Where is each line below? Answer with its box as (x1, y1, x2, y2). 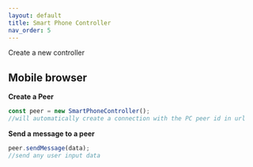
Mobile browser (8, 70, 88, 84)
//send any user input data (8, 151, 101, 159)
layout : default (8, 11, 62, 20)
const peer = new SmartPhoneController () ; (8, 108, 150, 116)
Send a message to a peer (8, 128, 95, 139)
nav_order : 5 (8, 26, 51, 34)
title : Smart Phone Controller (8, 19, 111, 27)
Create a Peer (8, 92, 54, 101)
